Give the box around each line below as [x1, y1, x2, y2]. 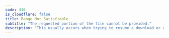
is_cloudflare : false [5, 12, 51, 17]
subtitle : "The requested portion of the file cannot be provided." [5, 21, 152, 26]
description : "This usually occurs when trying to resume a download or [5, 26, 161, 31]
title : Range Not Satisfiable [5, 16, 69, 21]
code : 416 [5, 7, 26, 12]
